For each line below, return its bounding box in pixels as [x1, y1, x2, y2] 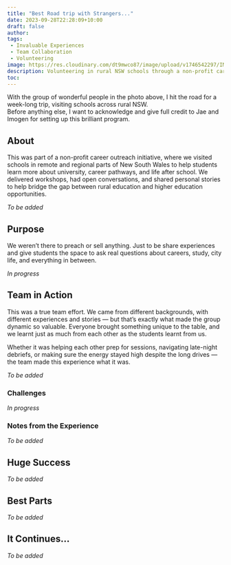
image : [7, 61, 26, 68]
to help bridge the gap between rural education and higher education [7, 183, 203, 191]
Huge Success [7, 456, 71, 469]
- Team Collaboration [10, 49, 72, 56]
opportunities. [7, 190, 47, 198]
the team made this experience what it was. [7, 358, 131, 366]
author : [7, 29, 30, 37]
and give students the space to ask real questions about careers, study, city [7, 249, 222, 257]
